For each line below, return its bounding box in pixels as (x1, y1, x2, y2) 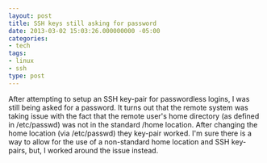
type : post (8, 72, 45, 80)
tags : (8, 49, 27, 57)
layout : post (8, 11, 52, 20)
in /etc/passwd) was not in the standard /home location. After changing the (8, 119, 258, 129)
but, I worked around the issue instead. (28, 145, 159, 155)
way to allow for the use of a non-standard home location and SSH (8, 136, 230, 146)
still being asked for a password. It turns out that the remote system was (8, 102, 248, 112)
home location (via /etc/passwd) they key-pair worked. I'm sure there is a (8, 128, 252, 138)
